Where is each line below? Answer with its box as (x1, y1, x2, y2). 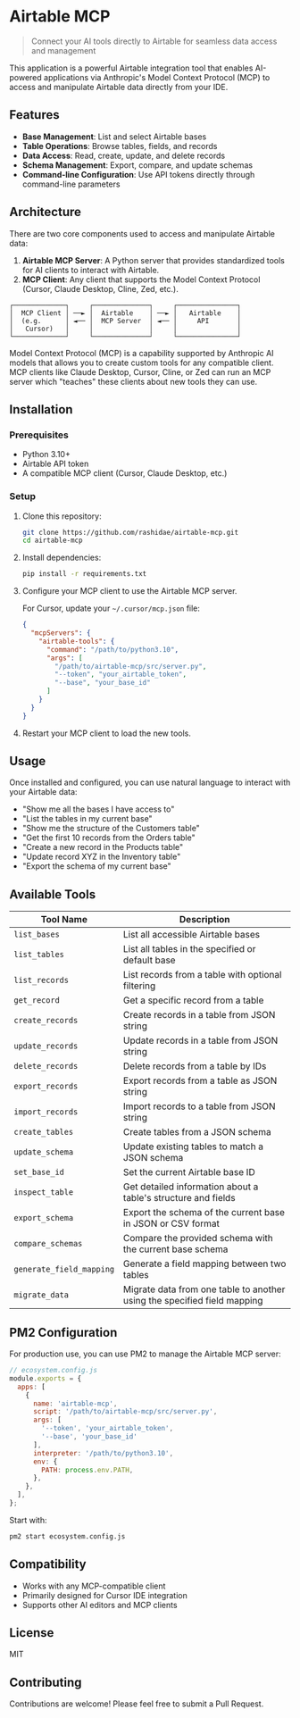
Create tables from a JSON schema (123, 1126, 271, 1138)
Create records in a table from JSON (123, 1009, 276, 1022)
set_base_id (13, 1167, 65, 1178)
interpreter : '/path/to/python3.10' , (32, 1448, 174, 1457)
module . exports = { (9, 1373, 82, 1383)
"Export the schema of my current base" (21, 861, 171, 872)
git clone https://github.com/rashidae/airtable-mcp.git (21, 528, 239, 537)
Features (9, 107, 60, 122)
